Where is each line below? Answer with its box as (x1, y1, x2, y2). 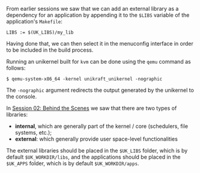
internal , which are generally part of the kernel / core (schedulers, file (14, 123, 188, 130)
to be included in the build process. (6, 46, 94, 53)
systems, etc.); (14, 129, 52, 136)
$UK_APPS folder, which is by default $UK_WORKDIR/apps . (6, 160, 139, 167)
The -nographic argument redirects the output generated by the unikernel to (6, 86, 194, 94)
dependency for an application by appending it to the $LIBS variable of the (6, 11, 190, 19)
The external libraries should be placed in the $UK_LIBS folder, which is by (6, 147, 188, 154)
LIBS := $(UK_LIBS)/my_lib (6, 29, 74, 35)
